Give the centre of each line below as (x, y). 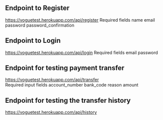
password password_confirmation (40, 25)
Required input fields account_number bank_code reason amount (72, 85)
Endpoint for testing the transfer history (68, 100)
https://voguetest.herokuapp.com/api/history (51, 112)
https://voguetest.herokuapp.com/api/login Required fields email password (82, 52)
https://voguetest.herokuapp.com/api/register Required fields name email (80, 20)
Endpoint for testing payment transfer (65, 68)
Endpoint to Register (37, 8)
